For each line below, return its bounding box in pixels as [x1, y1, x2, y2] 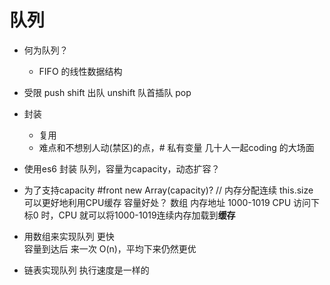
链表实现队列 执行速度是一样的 [23, 264, 150, 276]
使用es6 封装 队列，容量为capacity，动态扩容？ [23, 162, 221, 175]
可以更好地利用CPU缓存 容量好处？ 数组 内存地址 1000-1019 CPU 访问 [23, 196, 312, 208]
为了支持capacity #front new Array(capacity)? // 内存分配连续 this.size [23, 184, 314, 196]
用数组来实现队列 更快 [23, 230, 115, 242]
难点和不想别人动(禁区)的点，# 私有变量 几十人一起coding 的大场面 [38, 141, 315, 153]
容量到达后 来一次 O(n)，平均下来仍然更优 [23, 242, 197, 255]
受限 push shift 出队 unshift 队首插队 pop [23, 86, 192, 98]
